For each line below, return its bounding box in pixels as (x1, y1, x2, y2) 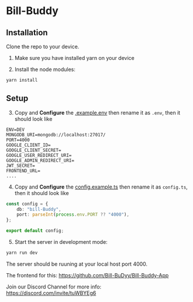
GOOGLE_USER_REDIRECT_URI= (6, 152, 72, 158)
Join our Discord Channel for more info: (6, 283, 102, 290)
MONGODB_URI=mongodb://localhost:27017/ (6, 132, 106, 137)
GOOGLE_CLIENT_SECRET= (6, 147, 61, 153)
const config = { (6, 201, 49, 207)
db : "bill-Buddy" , (16, 206, 61, 212)
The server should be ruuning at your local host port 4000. (6, 260, 148, 267)
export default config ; (6, 228, 64, 234)
